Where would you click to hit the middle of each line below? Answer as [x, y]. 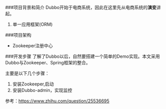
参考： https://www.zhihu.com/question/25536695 [57, 101]
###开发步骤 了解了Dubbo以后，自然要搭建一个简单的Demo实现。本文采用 [82, 56]
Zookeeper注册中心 [33, 46]
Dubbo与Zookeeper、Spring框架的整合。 [48, 63]
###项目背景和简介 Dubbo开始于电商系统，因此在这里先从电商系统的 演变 [81, 7]
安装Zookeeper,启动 [33, 84]
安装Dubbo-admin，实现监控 [42, 90]
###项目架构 [18, 35]
